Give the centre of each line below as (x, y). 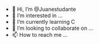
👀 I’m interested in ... (37, 15)
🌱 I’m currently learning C (43, 22)
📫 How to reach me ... (40, 35)
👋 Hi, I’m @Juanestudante (44, 9)
